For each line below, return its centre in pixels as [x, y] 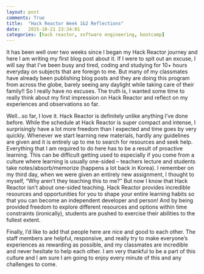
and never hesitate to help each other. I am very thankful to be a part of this [101, 251]
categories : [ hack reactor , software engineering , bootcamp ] [86, 35]
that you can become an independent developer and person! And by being [100, 201]
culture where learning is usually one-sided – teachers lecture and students [101, 161]
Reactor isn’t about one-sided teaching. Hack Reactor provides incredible [98, 188]
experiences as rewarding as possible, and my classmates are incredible [97, 245]
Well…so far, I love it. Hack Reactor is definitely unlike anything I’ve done [97, 116]
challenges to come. [32, 264]
